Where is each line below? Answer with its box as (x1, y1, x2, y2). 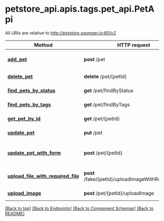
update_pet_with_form (7, 149, 61, 156)
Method (34, 42, 53, 48)
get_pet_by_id (7, 115, 41, 122)
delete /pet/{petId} (83, 73, 127, 80)
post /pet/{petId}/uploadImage (83, 190, 155, 197)
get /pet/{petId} (83, 115, 120, 122)
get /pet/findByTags (83, 101, 130, 108)
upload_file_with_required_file (7, 173, 80, 179)
